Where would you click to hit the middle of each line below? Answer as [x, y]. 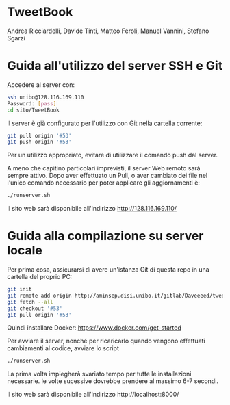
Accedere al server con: [41, 84]
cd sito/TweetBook [33, 110]
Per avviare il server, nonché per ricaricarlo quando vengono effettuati [106, 341]
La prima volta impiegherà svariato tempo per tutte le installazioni [99, 374]
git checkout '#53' [35, 309]
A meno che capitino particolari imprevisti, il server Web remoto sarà [104, 168]
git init [20, 289]
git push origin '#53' [39, 142]
